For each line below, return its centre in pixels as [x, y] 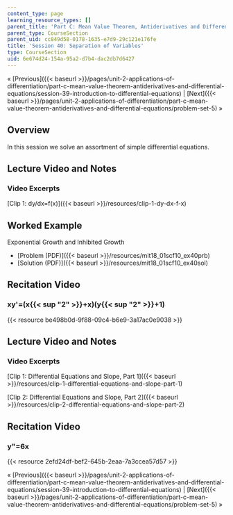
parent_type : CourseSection [48, 33]
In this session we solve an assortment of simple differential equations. [109, 147]
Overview [29, 130]
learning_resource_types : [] [49, 20]
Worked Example [45, 226]
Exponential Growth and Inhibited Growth [66, 242]
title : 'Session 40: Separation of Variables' [76, 46]
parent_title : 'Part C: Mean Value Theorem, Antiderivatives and [103, 26]
